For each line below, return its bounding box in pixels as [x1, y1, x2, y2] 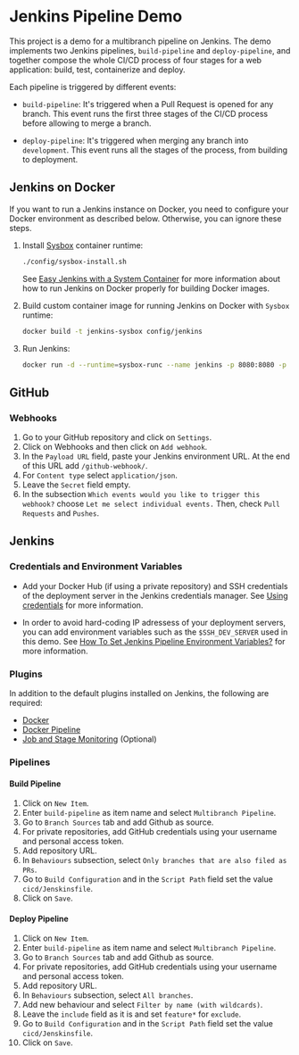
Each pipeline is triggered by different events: [9, 81, 177, 92]
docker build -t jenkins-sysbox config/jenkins [21, 327, 203, 336]
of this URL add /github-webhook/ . [21, 461, 148, 471]
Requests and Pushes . [21, 508, 100, 519]
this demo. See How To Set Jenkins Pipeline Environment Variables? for [21, 635, 286, 646]
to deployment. [21, 154, 79, 164]
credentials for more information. [21, 600, 144, 611]
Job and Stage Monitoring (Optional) [21, 734, 158, 744]
